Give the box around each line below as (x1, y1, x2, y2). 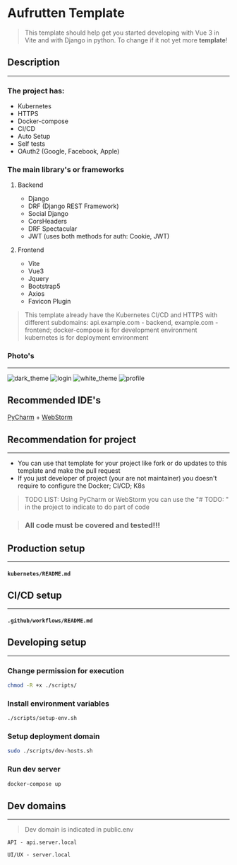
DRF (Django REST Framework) (28, 202, 119, 210)
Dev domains (7, 800, 66, 812)
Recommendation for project (7, 433, 136, 445)
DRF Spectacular (28, 224, 78, 233)
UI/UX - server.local (7, 852, 71, 859)
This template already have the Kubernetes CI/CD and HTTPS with (24, 311, 218, 319)
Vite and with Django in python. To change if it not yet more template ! (24, 35, 228, 44)
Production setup (7, 542, 85, 554)
